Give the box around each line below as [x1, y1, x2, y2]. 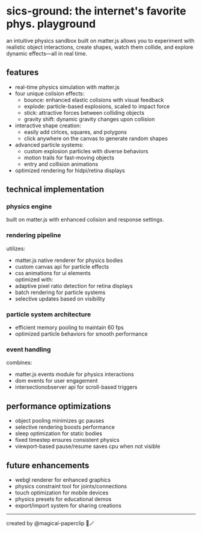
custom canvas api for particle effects [14, 263, 109, 270]
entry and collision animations [23, 160, 99, 167]
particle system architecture [6, 310, 91, 318]
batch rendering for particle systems [14, 289, 106, 296]
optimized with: [14, 276, 54, 283]
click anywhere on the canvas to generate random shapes [23, 135, 168, 142]
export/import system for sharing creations [14, 502, 122, 509]
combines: [6, 359, 32, 366]
